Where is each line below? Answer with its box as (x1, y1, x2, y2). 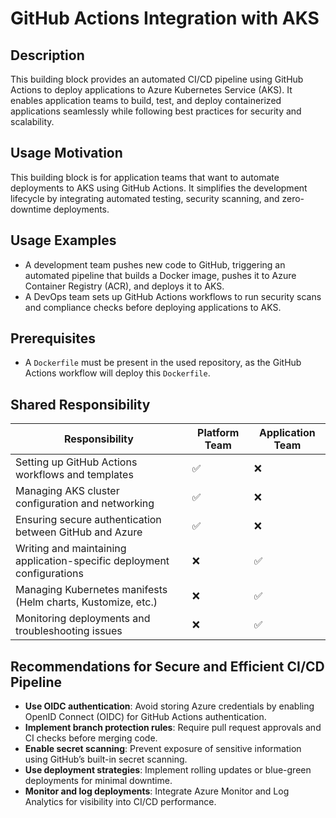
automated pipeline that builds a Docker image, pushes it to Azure (24, 269, 297, 281)
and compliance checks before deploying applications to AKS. (24, 301, 282, 313)
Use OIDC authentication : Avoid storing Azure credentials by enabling (24, 700, 315, 712)
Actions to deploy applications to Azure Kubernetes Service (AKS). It (10, 84, 293, 96)
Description (10, 47, 85, 64)
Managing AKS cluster (15, 484, 120, 498)
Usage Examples (10, 232, 117, 249)
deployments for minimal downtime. (24, 775, 173, 787)
